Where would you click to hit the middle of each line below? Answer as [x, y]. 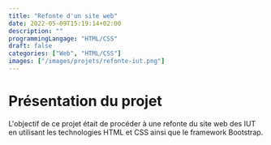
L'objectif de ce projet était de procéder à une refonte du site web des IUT [132, 123]
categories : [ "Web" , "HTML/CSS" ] [65, 53]
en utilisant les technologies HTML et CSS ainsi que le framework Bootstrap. [136, 132]
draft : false [30, 46]
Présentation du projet [85, 101]
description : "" [36, 31]
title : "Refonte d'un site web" [63, 16]
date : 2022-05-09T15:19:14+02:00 [65, 23]
